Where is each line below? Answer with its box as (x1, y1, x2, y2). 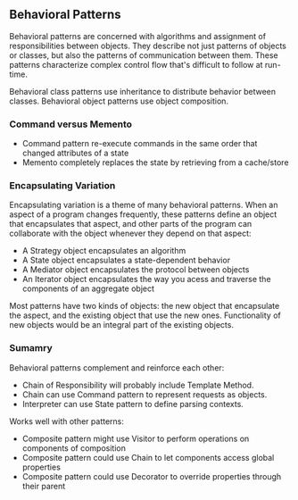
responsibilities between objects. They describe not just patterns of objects (9, 40, 287, 51)
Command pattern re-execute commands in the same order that (21, 138, 258, 149)
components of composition (21, 442, 127, 454)
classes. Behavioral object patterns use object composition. (9, 96, 229, 106)
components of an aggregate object (21, 283, 154, 294)
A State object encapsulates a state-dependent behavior (21, 254, 230, 266)
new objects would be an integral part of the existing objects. (9, 320, 235, 330)
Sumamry (9, 342, 54, 354)
